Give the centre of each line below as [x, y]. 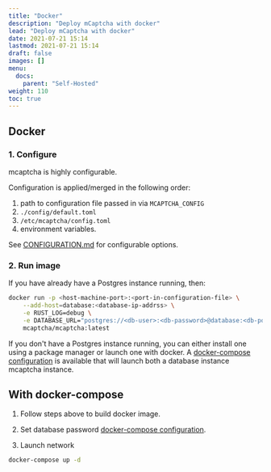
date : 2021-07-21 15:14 [48, 38]
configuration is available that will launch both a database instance [119, 360]
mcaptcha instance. [41, 369]
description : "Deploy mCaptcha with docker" [84, 23]
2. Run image [35, 265]
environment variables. [58, 229]
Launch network [47, 445]
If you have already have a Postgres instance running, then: [107, 283]
